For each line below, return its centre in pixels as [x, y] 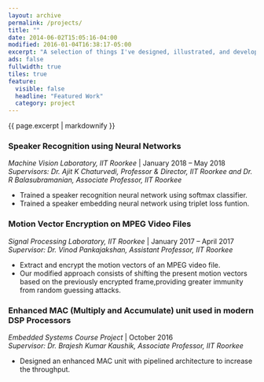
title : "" [24, 30]
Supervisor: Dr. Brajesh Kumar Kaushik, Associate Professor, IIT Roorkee [126, 346]
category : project [46, 103]
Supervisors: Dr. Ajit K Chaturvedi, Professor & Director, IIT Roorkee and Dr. [130, 172]
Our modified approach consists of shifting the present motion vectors [133, 273]
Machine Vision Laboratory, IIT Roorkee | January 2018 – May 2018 [117, 163]
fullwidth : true [35, 67]
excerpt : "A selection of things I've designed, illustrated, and [119, 52]
